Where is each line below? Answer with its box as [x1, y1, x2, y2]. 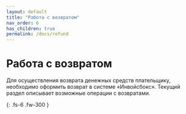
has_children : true [6, 25, 56, 32]
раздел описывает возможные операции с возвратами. [6, 89, 151, 97]
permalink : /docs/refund [6, 31, 69, 37]
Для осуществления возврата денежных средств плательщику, [6, 77, 171, 84]
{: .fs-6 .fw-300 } [6, 101, 50, 109]
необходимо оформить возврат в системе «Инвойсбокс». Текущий [6, 83, 181, 91]
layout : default [6, 8, 47, 15]
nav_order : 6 [6, 20, 39, 26]
